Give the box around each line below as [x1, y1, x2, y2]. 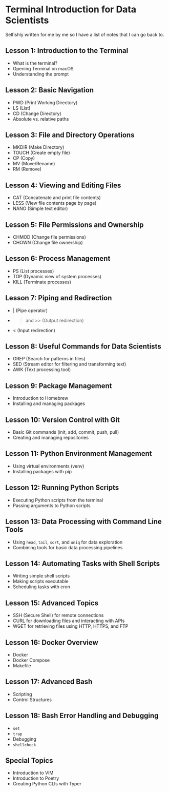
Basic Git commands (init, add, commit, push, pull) [12, 429, 119, 435]
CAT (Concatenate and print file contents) [12, 195, 101, 201]
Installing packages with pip [12, 468, 72, 474]
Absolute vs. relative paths [12, 115, 69, 122]
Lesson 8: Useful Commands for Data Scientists [5, 342, 161, 351]
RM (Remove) [12, 166, 42, 172]
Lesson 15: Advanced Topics [5, 598, 99, 607]
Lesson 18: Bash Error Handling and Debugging [5, 711, 159, 720]
